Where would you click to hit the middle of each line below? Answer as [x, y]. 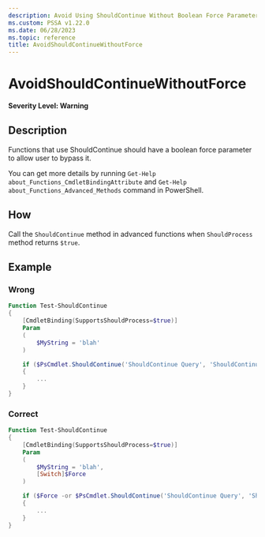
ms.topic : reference [42, 38]
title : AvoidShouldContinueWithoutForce [76, 45]
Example [30, 267]
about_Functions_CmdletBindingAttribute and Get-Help [97, 182]
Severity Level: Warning [49, 106]
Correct [23, 414]
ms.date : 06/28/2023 [42, 30]
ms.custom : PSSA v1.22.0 [49, 23]
